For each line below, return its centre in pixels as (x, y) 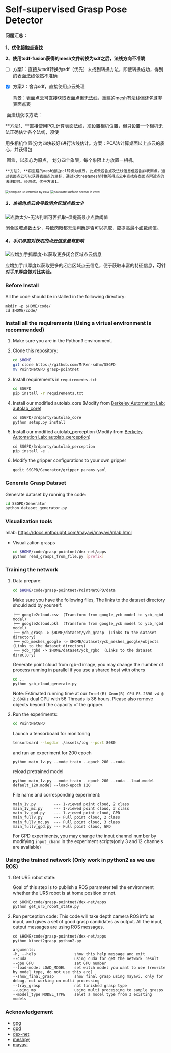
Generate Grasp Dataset (36, 483)
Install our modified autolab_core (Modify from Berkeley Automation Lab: (89, 403)
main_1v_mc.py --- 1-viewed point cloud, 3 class (71, 809)
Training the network (32, 570)
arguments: (24, 950)
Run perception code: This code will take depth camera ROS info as (83, 916)
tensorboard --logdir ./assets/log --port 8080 (64, 743)
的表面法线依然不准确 (35, 76)
